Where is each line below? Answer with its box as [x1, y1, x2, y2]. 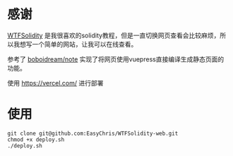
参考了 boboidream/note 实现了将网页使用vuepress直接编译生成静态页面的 [7, 54, 225, 64]
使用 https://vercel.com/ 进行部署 [7, 78, 104, 87]
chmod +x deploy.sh [7, 136, 65, 143]
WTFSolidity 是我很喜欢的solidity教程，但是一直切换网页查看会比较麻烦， [7, 31, 220, 40]
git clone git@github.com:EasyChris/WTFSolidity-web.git [7, 130, 179, 137]
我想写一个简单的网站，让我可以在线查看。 [13, 40, 138, 48]
